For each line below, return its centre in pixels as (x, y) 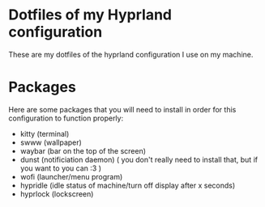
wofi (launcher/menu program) (71, 176)
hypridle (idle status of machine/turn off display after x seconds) (128, 185)
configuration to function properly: (66, 118)
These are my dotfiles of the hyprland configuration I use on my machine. (131, 54)
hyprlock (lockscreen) (57, 194)
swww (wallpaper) (51, 142)
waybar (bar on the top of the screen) (83, 150)
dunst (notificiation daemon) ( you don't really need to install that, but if (139, 159)
